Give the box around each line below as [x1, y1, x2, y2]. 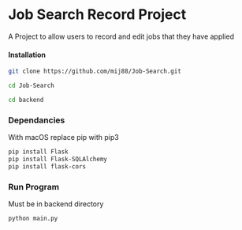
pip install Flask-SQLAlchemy [8, 155, 108, 163]
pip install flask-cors [8, 162, 87, 171]
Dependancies [8, 115, 65, 126]
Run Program [8, 181, 60, 192]
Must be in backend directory [8, 199, 104, 209]
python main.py [8, 214, 58, 222]
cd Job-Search [8, 81, 55, 90]
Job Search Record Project [8, 6, 187, 24]
